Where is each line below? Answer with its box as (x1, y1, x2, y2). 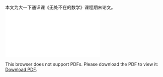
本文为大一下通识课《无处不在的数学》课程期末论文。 (5, 4, 116, 10)
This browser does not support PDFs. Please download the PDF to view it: (5, 61, 158, 67)
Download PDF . (5, 66, 38, 72)
